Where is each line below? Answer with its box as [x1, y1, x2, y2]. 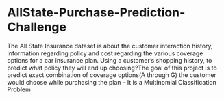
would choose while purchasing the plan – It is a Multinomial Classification [7, 78, 217, 86]
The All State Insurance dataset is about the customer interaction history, [7, 42, 214, 50]
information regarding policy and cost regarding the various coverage [7, 49, 203, 57]
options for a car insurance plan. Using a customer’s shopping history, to [7, 56, 212, 64]
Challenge [7, 19, 67, 35]
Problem [7, 85, 31, 94]
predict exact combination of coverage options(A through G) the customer [7, 70, 217, 79]
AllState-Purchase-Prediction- [7, 5, 186, 20]
